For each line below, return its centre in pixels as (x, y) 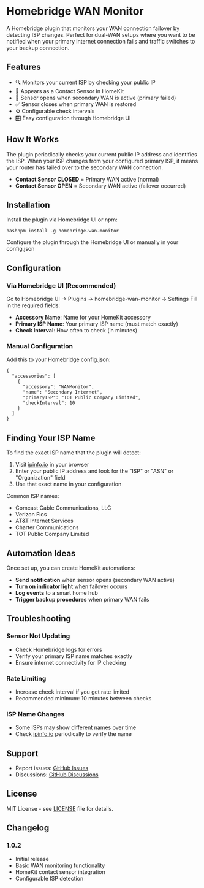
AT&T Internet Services (44, 521)
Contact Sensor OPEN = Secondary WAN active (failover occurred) (100, 186)
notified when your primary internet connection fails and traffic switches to (101, 41)
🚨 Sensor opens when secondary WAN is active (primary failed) (96, 98)
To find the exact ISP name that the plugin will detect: (74, 453)
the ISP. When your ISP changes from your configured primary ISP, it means (102, 161)
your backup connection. (38, 48)
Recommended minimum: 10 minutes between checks (83, 698)
